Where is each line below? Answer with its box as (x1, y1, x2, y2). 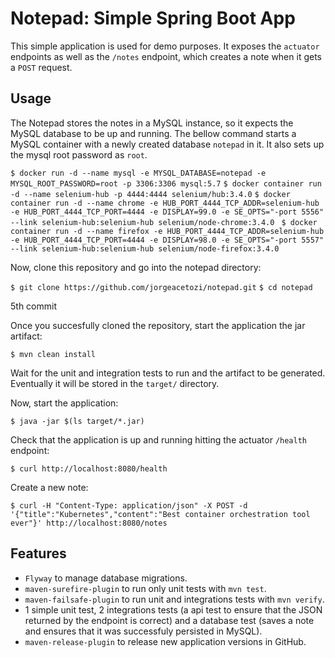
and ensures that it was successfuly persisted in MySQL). (24, 625, 263, 637)
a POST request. (10, 61, 73, 73)
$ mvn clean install (10, 349, 97, 359)
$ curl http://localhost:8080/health (10, 463, 168, 474)
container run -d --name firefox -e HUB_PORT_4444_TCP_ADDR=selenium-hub (10, 226, 325, 236)
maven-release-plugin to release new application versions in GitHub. (24, 635, 307, 647)
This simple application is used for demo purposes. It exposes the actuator (10, 40, 320, 52)
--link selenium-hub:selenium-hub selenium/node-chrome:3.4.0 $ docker (10, 217, 318, 227)
